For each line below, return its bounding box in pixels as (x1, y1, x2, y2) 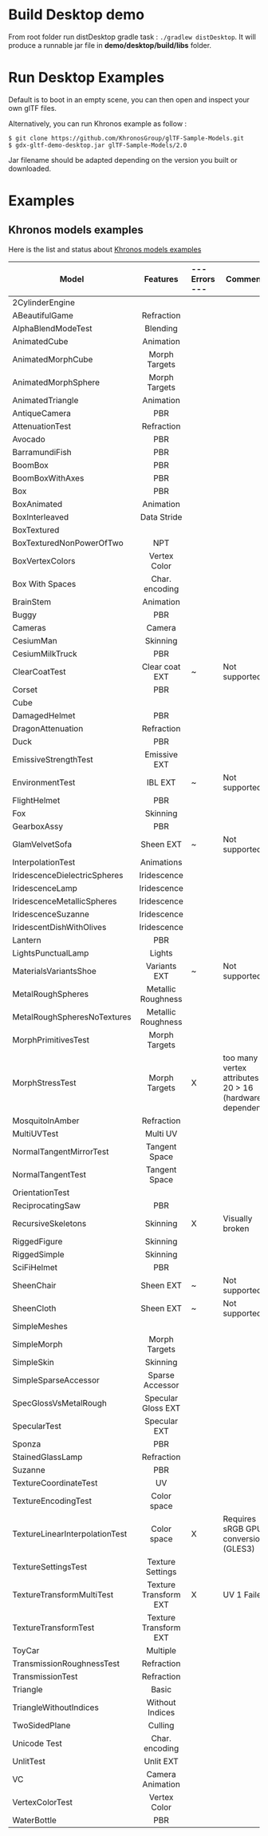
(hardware (223, 1092, 262, 1103)
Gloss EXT (142, 1403, 181, 1414)
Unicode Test (12, 1738, 62, 1749)
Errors (191, 273, 215, 284)
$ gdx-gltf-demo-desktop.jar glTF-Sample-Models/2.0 (8, 141, 187, 149)
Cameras (12, 622, 46, 633)
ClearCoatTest (12, 666, 66, 677)
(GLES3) (223, 1543, 255, 1554)
